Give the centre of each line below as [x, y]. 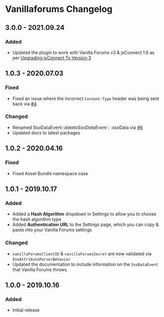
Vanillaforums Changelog [59, 9]
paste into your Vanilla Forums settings [52, 230]
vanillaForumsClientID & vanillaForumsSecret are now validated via [82, 254]
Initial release [26, 310]
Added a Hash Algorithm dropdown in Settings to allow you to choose [84, 214]
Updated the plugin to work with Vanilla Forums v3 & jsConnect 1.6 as [83, 52]
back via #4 [24, 104]
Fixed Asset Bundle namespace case [50, 173]
